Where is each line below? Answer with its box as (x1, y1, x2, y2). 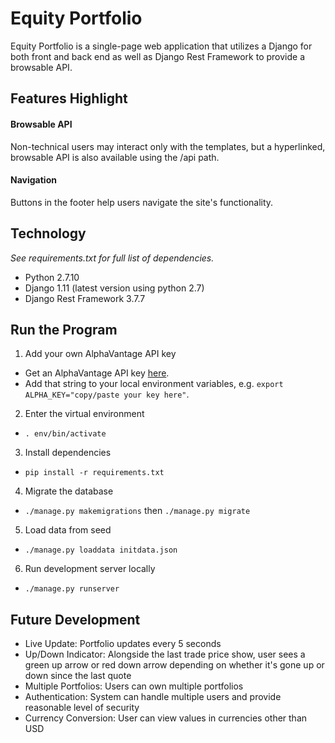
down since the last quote (24, 670, 132, 682)
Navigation (10, 174, 57, 186)
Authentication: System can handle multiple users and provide (24, 691, 282, 703)
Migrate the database (24, 485, 114, 497)
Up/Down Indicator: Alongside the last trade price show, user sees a (24, 648, 306, 661)
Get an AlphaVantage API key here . (24, 367, 170, 379)
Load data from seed (24, 524, 112, 536)
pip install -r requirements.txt (24, 468, 165, 478)
